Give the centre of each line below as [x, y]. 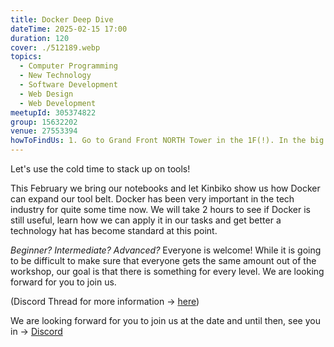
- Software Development [68, 85]
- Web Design [46, 94]
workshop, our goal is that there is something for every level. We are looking [167, 271]
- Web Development [58, 103]
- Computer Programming [68, 66]
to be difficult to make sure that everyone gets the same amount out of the [163, 260]
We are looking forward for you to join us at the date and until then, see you [165, 320]
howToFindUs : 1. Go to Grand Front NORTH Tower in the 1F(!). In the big [167, 141]
